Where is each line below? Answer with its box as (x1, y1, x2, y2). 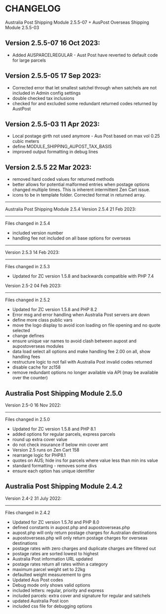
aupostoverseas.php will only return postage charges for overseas (12, 534, 148, 541)
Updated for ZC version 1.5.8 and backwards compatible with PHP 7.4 (12, 273, 154, 279)
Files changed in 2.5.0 (5, 416, 50, 422)
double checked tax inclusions (12, 95, 75, 101)
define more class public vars (12, 317, 73, 323)
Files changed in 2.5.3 (5, 264, 50, 270)
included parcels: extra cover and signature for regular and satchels (12, 592, 151, 598)
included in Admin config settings (12, 90, 81, 96)
